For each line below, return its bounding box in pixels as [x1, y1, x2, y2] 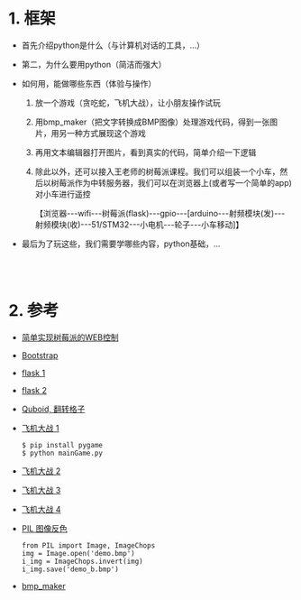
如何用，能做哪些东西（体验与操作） [21, 78, 157, 88]
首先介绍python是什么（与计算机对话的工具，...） [21, 40, 205, 51]
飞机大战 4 [21, 503, 61, 514]
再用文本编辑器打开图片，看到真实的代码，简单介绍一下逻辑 [34, 146, 257, 158]
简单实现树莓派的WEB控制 [21, 331, 119, 343]
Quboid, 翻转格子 [21, 403, 86, 414]
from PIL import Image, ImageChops [21, 540, 156, 550]
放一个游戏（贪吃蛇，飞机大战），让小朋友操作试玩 [34, 97, 222, 108]
